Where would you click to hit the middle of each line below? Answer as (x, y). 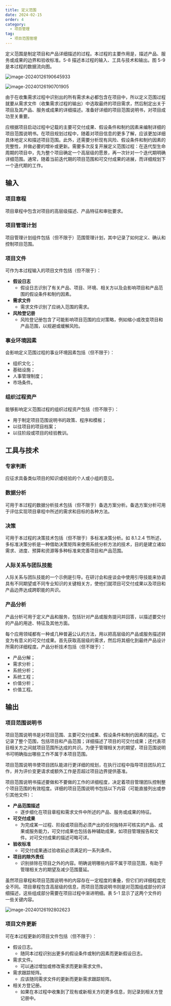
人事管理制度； (28, 376)
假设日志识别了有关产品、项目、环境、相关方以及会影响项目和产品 (89, 288)
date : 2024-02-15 (24, 15)
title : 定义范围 (21, 10)
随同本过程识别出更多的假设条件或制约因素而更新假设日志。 (83, 953)
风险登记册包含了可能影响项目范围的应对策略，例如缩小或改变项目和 (92, 320)
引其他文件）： (20, 795)
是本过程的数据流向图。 (30, 66)
